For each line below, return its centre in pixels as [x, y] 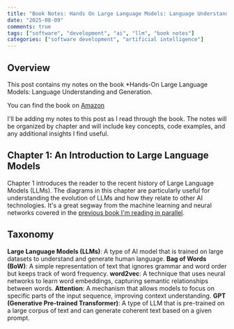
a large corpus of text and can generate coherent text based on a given [110, 310]
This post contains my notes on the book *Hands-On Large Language [107, 84]
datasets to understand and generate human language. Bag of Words [107, 259]
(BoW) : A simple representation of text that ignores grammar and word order [117, 266]
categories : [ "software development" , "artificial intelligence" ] [106, 40]
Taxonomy [31, 235]
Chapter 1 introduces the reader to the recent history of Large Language [111, 183]
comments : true [29, 26]
